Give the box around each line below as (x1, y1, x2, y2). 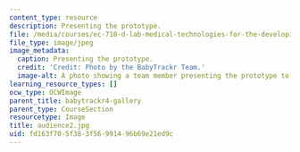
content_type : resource (9, 13, 98, 22)
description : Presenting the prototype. (9, 21, 162, 30)
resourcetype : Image (9, 113, 87, 122)
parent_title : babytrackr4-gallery (9, 96, 142, 106)
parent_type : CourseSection (9, 105, 114, 114)
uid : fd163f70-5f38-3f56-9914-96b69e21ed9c (9, 130, 174, 139)
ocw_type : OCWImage (9, 88, 82, 97)
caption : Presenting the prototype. (17, 55, 154, 63)
